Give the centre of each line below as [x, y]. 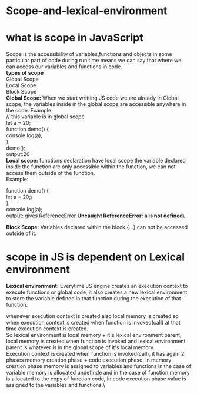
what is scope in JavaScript [75, 38]
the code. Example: [29, 111]
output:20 [18, 154]
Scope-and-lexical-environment [87, 11]
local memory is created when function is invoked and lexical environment [96, 341]
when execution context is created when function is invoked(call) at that [93, 323]
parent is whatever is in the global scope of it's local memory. [81, 347]
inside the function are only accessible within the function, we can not [91, 167]
